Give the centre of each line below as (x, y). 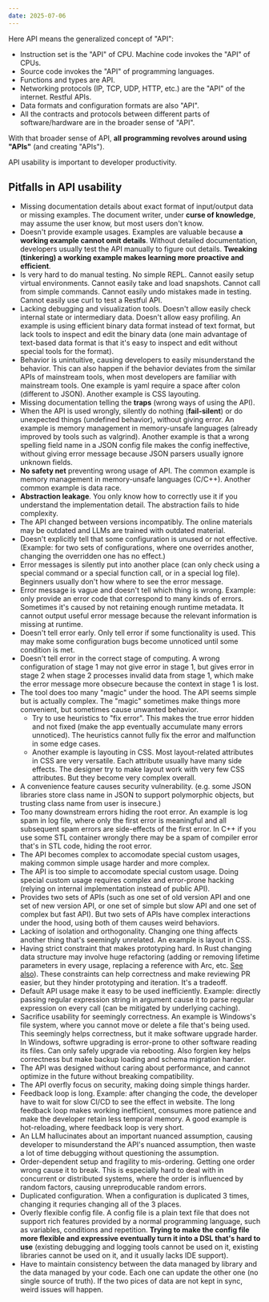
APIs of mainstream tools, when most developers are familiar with (128, 377)
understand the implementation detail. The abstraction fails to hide (130, 505)
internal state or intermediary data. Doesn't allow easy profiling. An (130, 317)
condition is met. (47, 650)
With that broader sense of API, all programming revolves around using (128, 138)
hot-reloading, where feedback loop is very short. (102, 1128)
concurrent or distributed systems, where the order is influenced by (132, 1179)
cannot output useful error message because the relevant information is (139, 616)
